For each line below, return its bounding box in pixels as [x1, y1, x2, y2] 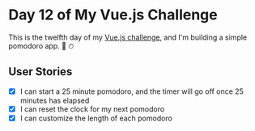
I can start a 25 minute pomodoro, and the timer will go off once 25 [19, 87, 244, 96]
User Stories [8, 65, 73, 78]
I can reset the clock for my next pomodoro [19, 104, 165, 114]
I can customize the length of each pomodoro [19, 113, 172, 123]
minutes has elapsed [19, 95, 90, 105]
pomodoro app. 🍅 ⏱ [8, 40, 74, 50]
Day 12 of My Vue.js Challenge [8, 6, 218, 24]
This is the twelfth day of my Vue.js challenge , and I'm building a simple [8, 32, 248, 42]
